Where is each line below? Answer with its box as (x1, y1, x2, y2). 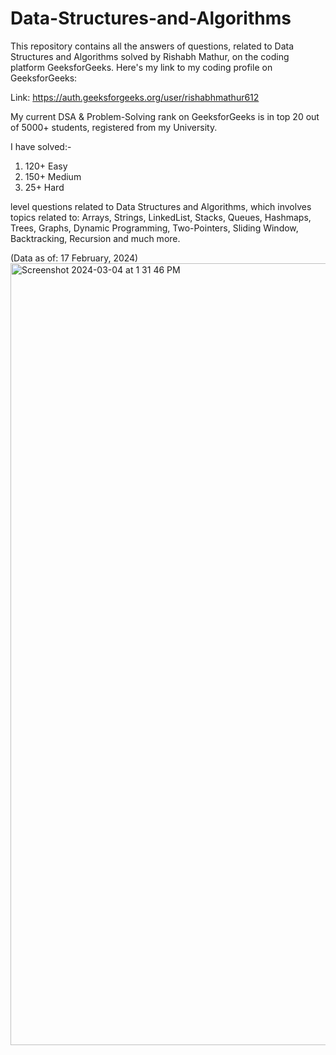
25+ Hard (24, 181, 65, 193)
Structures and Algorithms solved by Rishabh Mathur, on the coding (10, 50, 290, 62)
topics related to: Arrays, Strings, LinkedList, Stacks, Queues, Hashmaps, (10, 211, 312, 223)
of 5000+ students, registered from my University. (10, 121, 218, 133)
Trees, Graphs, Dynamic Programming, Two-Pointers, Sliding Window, (10, 222, 299, 234)
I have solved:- (10, 140, 72, 152)
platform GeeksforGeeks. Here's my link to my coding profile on (10, 61, 273, 73)
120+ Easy (24, 160, 68, 172)
